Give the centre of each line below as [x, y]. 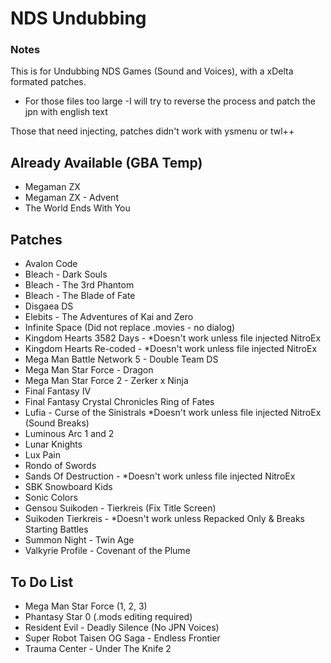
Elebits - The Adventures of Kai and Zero [109, 317]
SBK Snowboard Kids [68, 487]
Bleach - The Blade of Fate [80, 296]
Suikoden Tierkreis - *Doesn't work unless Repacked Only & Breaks [165, 519]
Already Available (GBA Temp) [106, 162]
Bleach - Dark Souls [66, 274]
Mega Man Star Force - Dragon [89, 370]
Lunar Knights [53, 444]
